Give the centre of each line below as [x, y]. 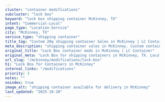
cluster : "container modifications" [42, 10]
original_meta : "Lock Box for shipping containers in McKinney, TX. [77, 55]
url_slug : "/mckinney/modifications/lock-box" [54, 60]
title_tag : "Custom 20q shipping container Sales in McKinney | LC [76, 42]
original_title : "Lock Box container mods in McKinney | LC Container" [80, 51]
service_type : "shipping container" [42, 37]
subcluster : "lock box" [29, 14]
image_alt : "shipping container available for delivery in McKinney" [78, 87]
